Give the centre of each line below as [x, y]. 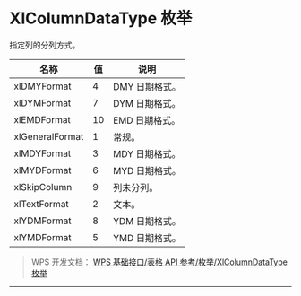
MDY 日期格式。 [147, 153]
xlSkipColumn [43, 187]
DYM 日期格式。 [147, 103]
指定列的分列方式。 [45, 45]
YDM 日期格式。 [147, 221]
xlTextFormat [41, 204]
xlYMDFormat [43, 237]
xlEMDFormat [43, 119]
